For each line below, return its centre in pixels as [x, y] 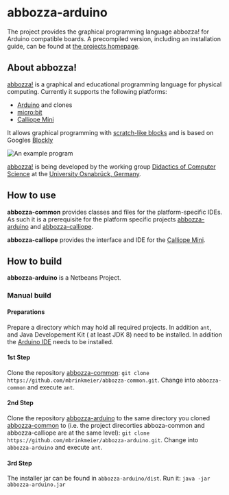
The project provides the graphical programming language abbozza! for [108, 32]
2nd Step [20, 403]
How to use [32, 196]
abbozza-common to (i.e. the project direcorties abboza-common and [106, 425]
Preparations [26, 312]
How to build [35, 261]
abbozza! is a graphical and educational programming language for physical [114, 84]
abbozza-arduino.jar [37, 485]
